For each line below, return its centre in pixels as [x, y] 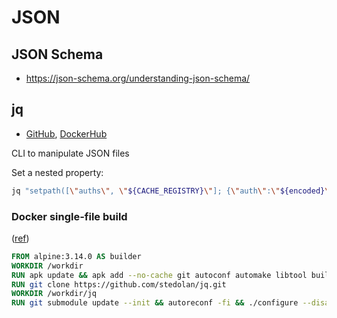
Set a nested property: [57, 172]
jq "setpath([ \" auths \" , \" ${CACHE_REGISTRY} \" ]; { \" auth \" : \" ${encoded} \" [172, 191]
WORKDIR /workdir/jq [54, 294]
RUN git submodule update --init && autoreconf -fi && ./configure [155, 303]
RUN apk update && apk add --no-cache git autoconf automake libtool [159, 275]
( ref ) [20, 238]
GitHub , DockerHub [66, 133]
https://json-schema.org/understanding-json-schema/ [138, 78]
